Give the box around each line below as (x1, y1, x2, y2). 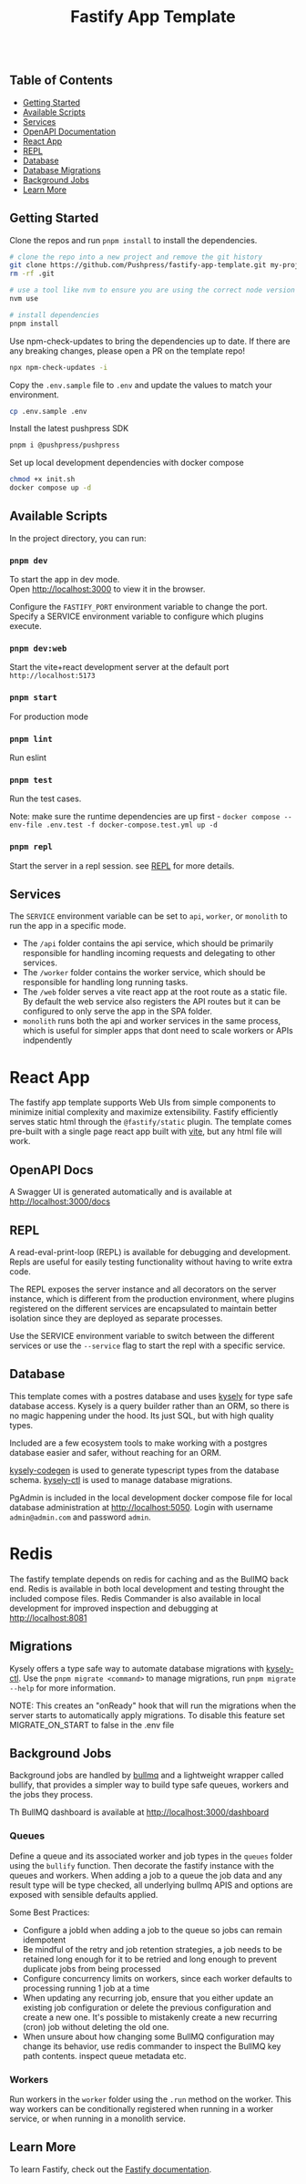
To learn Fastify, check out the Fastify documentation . (9, 2163, 212, 2175)
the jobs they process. (9, 1789, 94, 1800)
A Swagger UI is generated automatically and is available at (9, 1187, 232, 1198)
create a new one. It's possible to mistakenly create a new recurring (22, 2012, 278, 2023)
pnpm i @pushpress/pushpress (9, 440, 120, 450)
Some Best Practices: (9, 1907, 90, 1918)
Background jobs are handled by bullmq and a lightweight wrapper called (9, 1770, 284, 1781)
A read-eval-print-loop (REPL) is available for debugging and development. (9, 1247, 291, 1258)
